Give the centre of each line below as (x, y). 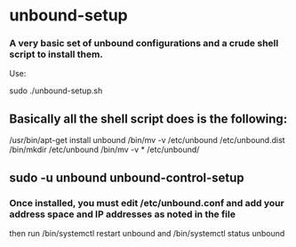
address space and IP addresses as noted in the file (122, 214)
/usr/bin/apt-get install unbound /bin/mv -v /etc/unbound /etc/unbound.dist (148, 140)
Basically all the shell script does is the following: (148, 119)
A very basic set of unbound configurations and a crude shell (144, 44)
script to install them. (56, 54)
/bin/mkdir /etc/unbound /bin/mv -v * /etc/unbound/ (104, 150)
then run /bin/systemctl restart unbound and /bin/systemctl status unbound (147, 233)
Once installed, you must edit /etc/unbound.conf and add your (147, 203)
